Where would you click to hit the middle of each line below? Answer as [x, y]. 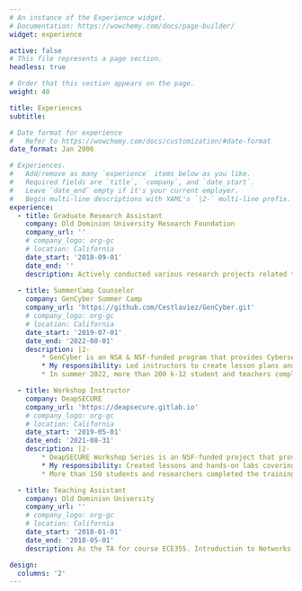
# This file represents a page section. [86, 59]
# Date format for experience [66, 132]
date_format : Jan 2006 [52, 149]
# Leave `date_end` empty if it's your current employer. [124, 190]
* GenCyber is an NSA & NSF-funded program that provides [152, 357]
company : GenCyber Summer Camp [84, 299]
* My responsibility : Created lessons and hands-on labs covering [169, 465]
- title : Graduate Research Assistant [90, 216]
